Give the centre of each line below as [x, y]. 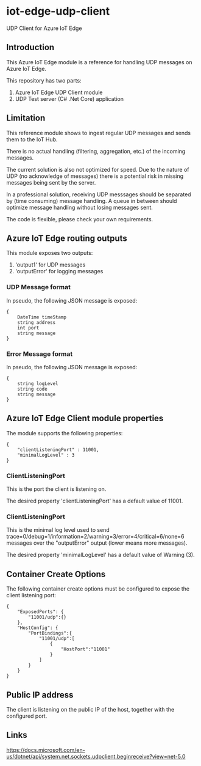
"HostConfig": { [38, 628]
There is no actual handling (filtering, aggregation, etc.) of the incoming [96, 151]
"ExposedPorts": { [41, 612]
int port [28, 328]
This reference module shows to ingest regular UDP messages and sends [98, 133]
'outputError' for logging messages [59, 271]
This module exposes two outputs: [50, 253]
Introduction [30, 47]
